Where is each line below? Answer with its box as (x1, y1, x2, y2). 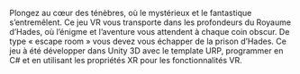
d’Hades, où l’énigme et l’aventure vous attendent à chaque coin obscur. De (9, 27, 290, 37)
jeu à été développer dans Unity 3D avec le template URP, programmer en (9, 45, 284, 56)
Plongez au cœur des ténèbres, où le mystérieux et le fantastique (9, 8, 252, 18)
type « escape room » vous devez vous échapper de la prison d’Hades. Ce (9, 36, 286, 46)
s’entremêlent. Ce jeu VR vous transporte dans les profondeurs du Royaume (9, 17, 291, 28)
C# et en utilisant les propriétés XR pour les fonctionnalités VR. (9, 55, 242, 65)
